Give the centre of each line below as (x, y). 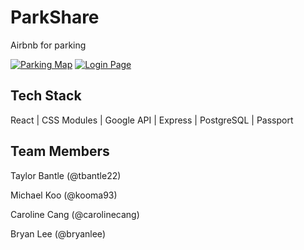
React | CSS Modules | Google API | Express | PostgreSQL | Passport (152, 120)
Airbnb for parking (48, 45)
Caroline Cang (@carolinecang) (75, 214)
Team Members (60, 151)
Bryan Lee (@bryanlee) (58, 233)
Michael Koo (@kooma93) (64, 195)
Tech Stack (46, 96)
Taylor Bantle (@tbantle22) (66, 175)
